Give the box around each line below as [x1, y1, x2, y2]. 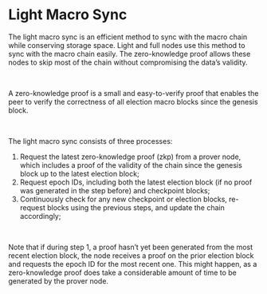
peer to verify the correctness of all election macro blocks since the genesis [8, 97, 258, 106]
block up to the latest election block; [19, 169, 139, 178]
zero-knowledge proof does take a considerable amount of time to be [8, 268, 237, 277]
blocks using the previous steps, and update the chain [46, 202, 226, 213]
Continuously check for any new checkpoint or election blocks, [19, 194, 227, 204]
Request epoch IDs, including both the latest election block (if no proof [19, 177, 253, 187]
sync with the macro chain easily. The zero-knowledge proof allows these [8, 49, 251, 58]
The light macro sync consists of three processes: [8, 136, 173, 145]
